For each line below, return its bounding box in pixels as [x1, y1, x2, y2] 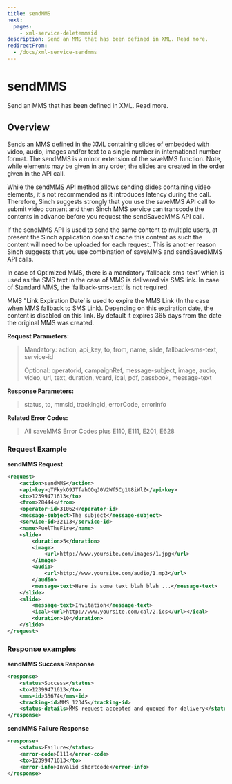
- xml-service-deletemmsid [19, 29, 97, 37]
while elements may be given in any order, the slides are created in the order [7, 162, 225, 170]
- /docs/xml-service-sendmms [13, 49, 97, 56]
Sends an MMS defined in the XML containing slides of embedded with [7, 140, 209, 148]
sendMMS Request [7, 459, 64, 468]
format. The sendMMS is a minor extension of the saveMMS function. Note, [7, 154, 222, 163]
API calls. [7, 255, 34, 263]
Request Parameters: [7, 331, 69, 340]
